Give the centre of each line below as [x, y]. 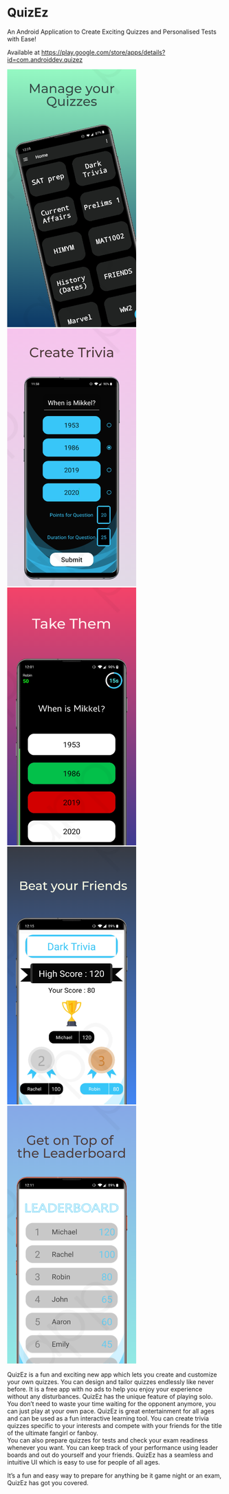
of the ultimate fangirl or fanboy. [53, 1433]
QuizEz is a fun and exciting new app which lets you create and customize [112, 1374]
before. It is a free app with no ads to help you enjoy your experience [105, 1389]
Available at [23, 52]
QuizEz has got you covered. [48, 1482]
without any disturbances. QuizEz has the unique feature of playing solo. [110, 1396]
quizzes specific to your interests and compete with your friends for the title [115, 1425]
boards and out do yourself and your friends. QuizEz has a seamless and [110, 1455]
